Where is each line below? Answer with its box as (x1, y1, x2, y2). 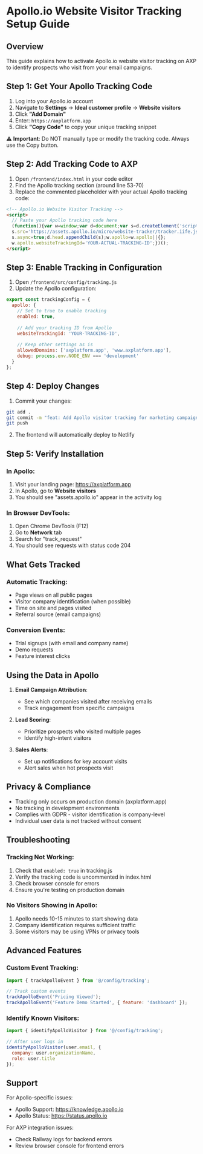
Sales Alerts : (14, 746, 48, 753)
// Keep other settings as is (17, 341, 94, 348)
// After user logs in (6, 1039, 63, 1045)
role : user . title (11, 1055, 56, 1062)
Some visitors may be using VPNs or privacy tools (14, 928, 140, 935)
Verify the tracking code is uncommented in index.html (14, 873, 152, 881)
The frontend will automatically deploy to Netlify (14, 431, 135, 438)
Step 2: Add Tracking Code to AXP (6, 159, 138, 169)
